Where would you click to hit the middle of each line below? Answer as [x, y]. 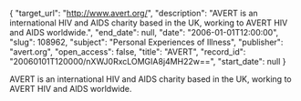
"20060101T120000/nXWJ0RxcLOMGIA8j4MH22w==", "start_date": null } [148, 61]
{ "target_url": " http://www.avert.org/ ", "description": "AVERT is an [134, 13]
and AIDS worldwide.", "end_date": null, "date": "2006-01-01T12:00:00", [144, 32]
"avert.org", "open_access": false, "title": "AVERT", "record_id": [128, 52]
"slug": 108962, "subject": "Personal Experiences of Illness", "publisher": [146, 42]
